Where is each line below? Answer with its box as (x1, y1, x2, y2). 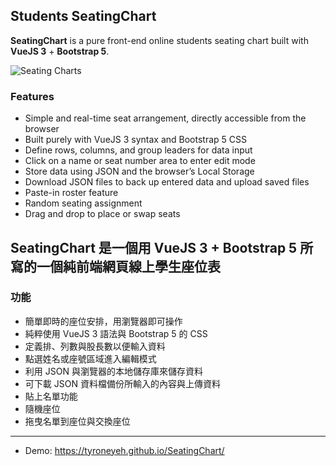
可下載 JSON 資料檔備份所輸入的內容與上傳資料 (24, 377, 221, 389)
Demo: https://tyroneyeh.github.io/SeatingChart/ (24, 444, 225, 456)
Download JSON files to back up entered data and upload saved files (24, 176, 310, 188)
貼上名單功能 (24, 390, 78, 402)
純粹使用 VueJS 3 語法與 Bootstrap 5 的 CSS (24, 327, 208, 339)
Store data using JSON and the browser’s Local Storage (24, 165, 255, 178)
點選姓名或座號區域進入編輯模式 (24, 352, 157, 364)
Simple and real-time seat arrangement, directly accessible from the (24, 112, 307, 124)
